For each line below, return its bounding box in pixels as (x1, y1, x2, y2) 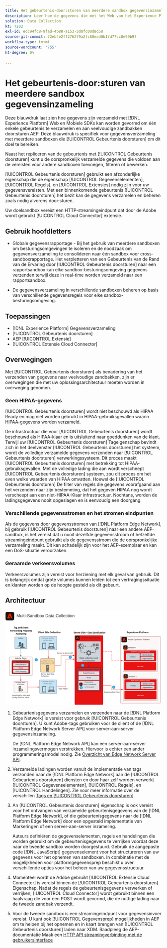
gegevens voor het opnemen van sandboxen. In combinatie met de (12, 854, 150, 860)
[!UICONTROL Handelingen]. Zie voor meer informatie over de (12, 787, 140, 793)
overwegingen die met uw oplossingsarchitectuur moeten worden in (5, 379, 145, 385)
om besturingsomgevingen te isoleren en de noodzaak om (12, 245, 132, 251)
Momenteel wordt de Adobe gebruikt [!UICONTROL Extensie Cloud (12, 874, 150, 880)
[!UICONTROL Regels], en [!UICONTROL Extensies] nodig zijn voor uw (5, 182, 149, 188)
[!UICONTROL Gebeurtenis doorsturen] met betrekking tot (5, 461, 124, 467)
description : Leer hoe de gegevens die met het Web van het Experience (5, 13, 157, 18)
